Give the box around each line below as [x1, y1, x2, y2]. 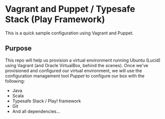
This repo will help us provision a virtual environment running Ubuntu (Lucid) [5, 57, 161, 63]
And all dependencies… [12, 108, 61, 114]
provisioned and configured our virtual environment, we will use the [5, 68, 142, 73]
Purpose [5, 44, 32, 52]
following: [5, 78, 25, 84]
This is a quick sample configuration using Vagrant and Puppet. [5, 30, 134, 36]
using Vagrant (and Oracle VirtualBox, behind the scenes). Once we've [5, 62, 149, 68]
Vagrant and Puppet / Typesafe [5, 3, 135, 15]
